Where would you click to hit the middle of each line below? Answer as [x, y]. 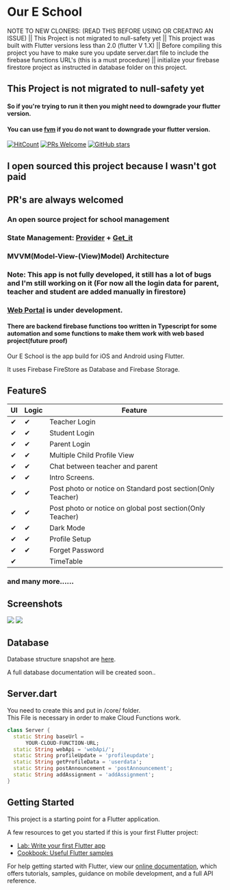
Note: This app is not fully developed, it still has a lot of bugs [110, 275]
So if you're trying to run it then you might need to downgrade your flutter [114, 106]
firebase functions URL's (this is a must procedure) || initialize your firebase [113, 60]
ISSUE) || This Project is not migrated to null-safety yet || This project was [111, 38]
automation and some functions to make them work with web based [105, 333]
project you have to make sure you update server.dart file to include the [108, 53]
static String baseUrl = [49, 737]
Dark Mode [67, 528]
